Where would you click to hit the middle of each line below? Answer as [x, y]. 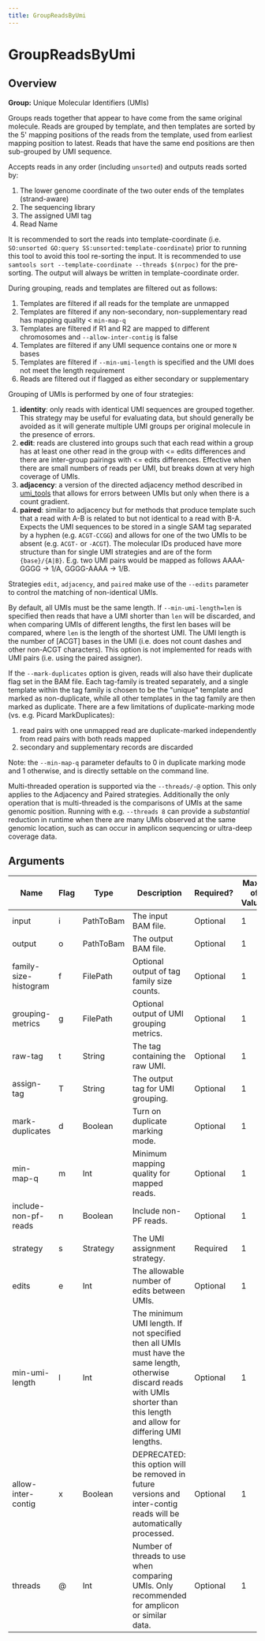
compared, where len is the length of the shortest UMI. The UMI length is [127, 633]
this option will [159, 1464]
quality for [151, 1174]
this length [152, 1412]
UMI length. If [158, 1324]
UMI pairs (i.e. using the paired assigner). [75, 658]
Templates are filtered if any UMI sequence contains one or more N [128, 345]
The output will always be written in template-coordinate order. [137, 272]
